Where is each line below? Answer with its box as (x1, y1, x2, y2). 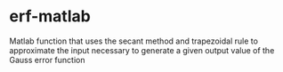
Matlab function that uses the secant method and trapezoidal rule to (9, 36, 258, 46)
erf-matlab (9, 6, 91, 27)
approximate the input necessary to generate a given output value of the (9, 44, 275, 55)
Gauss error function (9, 54, 85, 65)
